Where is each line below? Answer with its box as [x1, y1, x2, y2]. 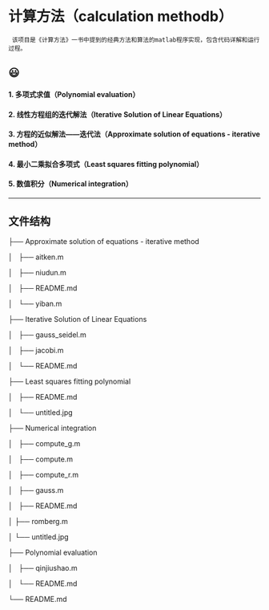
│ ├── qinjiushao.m [8, 563, 78, 572]
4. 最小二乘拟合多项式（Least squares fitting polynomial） [8, 159, 204, 169]
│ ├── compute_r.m [8, 470, 78, 479]
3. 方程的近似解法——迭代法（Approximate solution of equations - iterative [8, 129, 260, 139]
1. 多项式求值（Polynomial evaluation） [8, 89, 140, 99]
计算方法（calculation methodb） [8, 7, 233, 26]
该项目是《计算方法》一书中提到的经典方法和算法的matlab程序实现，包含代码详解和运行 [11, 35, 260, 44]
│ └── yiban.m [8, 299, 62, 308]
